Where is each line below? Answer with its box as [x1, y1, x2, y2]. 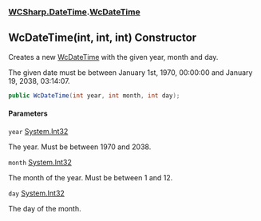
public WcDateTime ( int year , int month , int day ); [8, 91, 180, 100]
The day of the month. [8, 203, 81, 213]
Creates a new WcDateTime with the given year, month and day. [8, 52, 219, 61]
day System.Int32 [8, 188, 65, 198]
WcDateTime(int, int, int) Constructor [8, 31, 197, 45]
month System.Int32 [8, 157, 72, 167]
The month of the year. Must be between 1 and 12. [8, 172, 173, 182]
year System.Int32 [8, 126, 69, 136]
